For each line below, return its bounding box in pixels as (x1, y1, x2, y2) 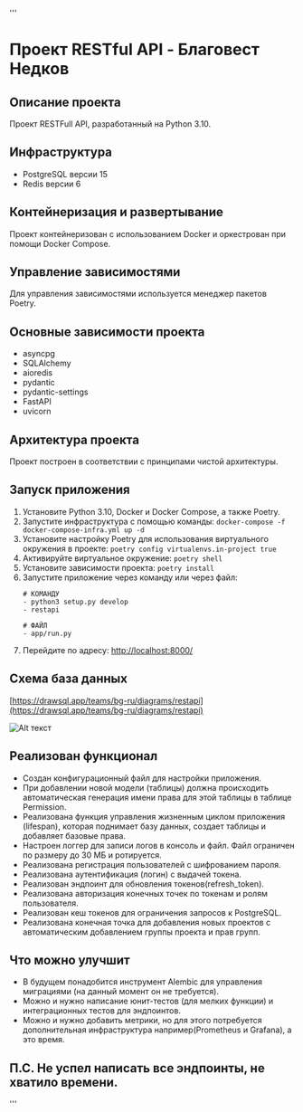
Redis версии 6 (22, 178, 81, 189)
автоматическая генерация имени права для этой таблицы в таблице (22, 792, 292, 803)
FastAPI (22, 396, 52, 407)
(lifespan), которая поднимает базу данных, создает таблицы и (22, 821, 267, 832)
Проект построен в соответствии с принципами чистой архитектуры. (9, 456, 279, 467)
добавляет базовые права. (22, 830, 127, 841)
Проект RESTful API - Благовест (9, 40, 260, 60)
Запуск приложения (9, 482, 130, 498)
